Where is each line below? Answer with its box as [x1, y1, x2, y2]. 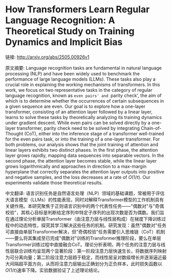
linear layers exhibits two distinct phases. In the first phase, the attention [5, 147, 158, 153]
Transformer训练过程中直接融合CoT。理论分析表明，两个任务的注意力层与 [5, 241, 161, 247]
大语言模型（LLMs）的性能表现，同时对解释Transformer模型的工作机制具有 [5, 196, 164, 203]
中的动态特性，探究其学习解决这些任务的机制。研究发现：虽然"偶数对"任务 [9, 222, 167, 228]
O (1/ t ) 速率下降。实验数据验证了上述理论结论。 [5, 267, 102, 273]
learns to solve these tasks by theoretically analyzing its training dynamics [5, 114, 162, 120]
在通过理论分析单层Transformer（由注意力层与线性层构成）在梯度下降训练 [5, 215, 162, 222]
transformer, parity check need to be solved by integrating [17, 125, 140, 131]
